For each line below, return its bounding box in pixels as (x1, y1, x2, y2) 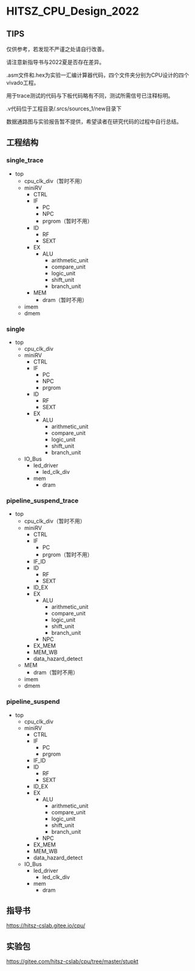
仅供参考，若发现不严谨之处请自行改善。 (6, 46, 108, 52)
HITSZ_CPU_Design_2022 (6, 4, 140, 18)
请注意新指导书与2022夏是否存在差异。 (6, 59, 105, 65)
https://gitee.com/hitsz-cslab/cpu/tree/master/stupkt (6, 958, 139, 965)
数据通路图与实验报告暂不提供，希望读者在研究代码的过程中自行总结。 (6, 118, 182, 125)
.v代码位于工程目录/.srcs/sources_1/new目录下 (6, 105, 122, 112)
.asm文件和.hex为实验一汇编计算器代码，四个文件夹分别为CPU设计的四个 (6, 71, 190, 79)
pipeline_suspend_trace (6, 496, 79, 504)
